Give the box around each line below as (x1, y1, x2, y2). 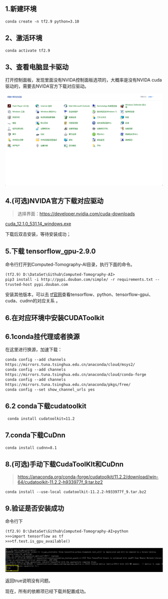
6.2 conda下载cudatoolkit (5, 402, 86, 410)
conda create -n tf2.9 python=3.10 (5, 19, 79, 24)
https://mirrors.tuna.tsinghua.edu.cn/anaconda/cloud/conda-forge (5, 372, 146, 377)
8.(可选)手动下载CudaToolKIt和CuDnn (5, 460, 124, 469)
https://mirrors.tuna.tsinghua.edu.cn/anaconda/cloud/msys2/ (5, 362, 135, 367)
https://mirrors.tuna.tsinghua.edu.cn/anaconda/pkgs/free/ (5, 382, 131, 387)
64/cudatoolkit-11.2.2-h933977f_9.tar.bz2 (17, 479, 103, 485)
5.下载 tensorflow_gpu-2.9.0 (5, 247, 96, 256)
